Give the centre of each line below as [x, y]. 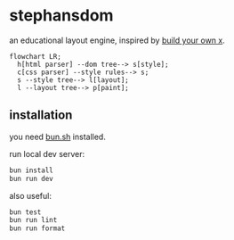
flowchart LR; [36, 56]
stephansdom [61, 16]
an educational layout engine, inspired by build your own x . [117, 40]
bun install [31, 170]
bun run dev [31, 178]
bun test [25, 212]
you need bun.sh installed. [58, 137]
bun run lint [33, 220]
